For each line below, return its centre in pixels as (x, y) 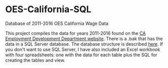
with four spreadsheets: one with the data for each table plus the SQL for (81, 55)
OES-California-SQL (48, 9)
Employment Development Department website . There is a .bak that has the (84, 39)
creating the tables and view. (35, 60)
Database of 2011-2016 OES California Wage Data (57, 23)
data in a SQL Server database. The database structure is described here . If (84, 44)
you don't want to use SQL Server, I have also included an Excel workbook (83, 49)
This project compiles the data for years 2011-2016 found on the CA (75, 33)
